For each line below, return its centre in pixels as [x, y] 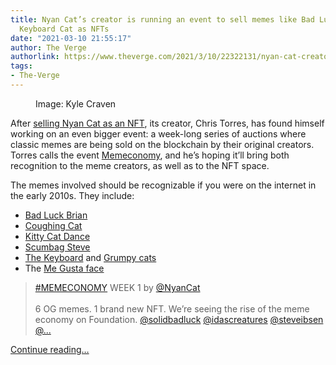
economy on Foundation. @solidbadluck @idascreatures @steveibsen [179, 319]
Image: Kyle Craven [76, 103]
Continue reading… [50, 349]
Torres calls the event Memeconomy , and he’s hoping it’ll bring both [150, 155]
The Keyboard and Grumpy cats [90, 257]
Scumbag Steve [57, 247]
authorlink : [35, 57]
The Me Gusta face [64, 268]
